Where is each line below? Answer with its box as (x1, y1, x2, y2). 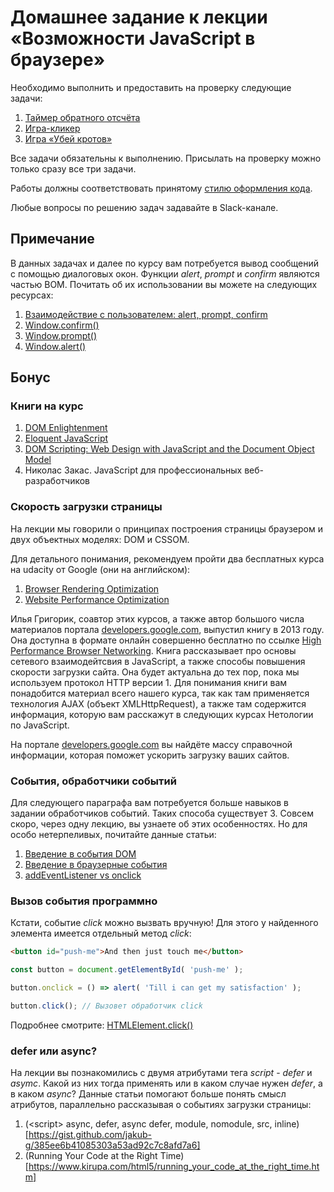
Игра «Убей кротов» (24, 132, 113, 145)
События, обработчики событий (10, 774, 177, 788)
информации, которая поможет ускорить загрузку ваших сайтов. (10, 749, 290, 761)
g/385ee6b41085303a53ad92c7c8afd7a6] (24, 1139, 201, 1151)
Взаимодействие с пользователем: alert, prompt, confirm (24, 308, 268, 320)
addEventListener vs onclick (24, 869, 142, 881)
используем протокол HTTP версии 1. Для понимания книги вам (10, 676, 288, 688)
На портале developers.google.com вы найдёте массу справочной (10, 738, 293, 750)
